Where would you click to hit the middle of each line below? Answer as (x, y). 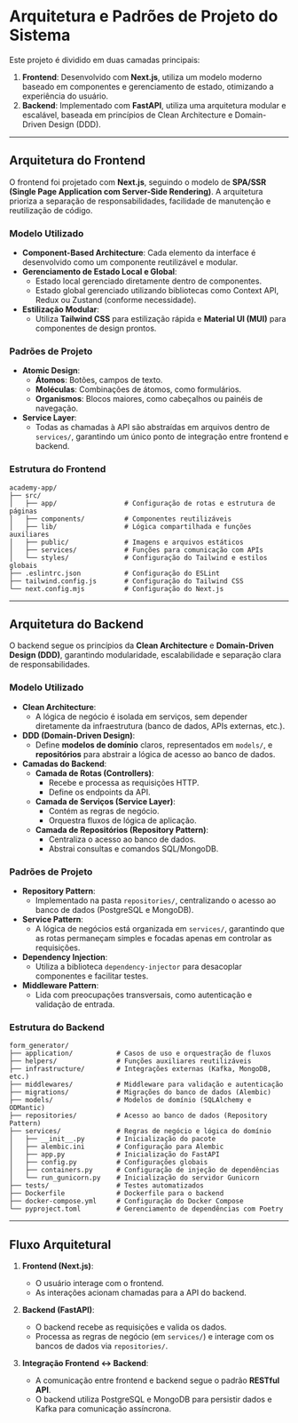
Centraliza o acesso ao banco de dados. (122, 839)
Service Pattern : (53, 919)
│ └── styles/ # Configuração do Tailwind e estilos (138, 557)
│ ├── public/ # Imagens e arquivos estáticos (126, 542)
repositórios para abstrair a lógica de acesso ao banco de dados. (155, 754)
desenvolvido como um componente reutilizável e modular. (130, 262)
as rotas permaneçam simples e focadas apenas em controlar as (153, 939)
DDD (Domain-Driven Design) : (78, 735)
